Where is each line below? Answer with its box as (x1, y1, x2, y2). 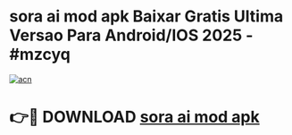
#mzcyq (9, 45, 71, 64)
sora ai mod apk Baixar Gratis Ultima (9, 6, 284, 27)
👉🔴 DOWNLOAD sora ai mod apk (9, 107, 261, 127)
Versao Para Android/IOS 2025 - (9, 25, 254, 46)
